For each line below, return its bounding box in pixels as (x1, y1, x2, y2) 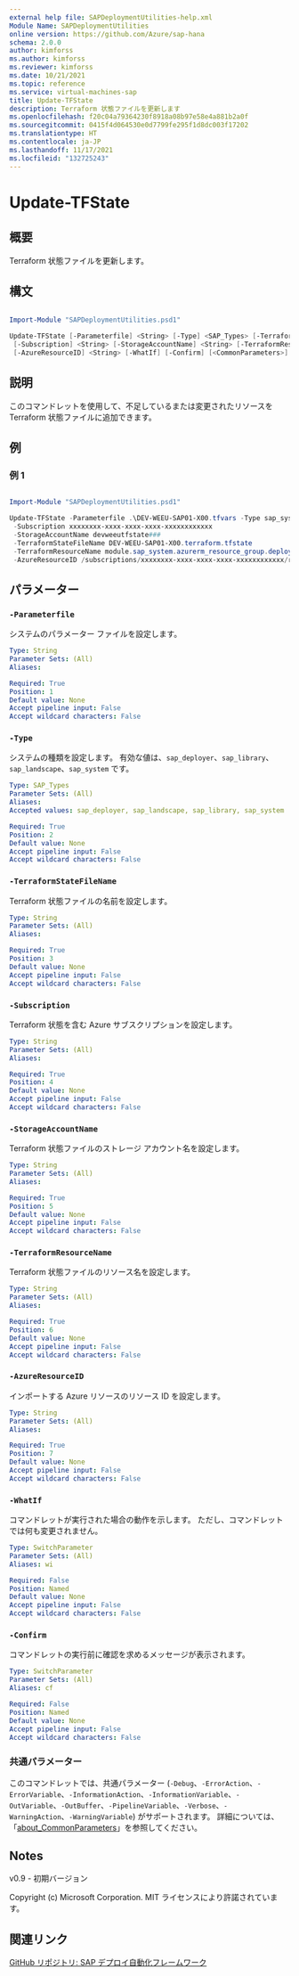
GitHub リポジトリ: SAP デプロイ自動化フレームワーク (9, 1957, 207, 1968)
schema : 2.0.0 (9, 37, 62, 47)
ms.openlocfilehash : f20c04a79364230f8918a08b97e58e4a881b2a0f (9, 112, 249, 121)
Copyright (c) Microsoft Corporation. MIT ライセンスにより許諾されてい (9, 1892, 271, 1903)
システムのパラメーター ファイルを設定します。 (9, 629, 182, 640)
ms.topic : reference (9, 79, 86, 88)
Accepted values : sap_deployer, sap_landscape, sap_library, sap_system (9, 806, 285, 815)
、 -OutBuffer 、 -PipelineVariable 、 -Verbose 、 (53, 1800, 224, 1810)
